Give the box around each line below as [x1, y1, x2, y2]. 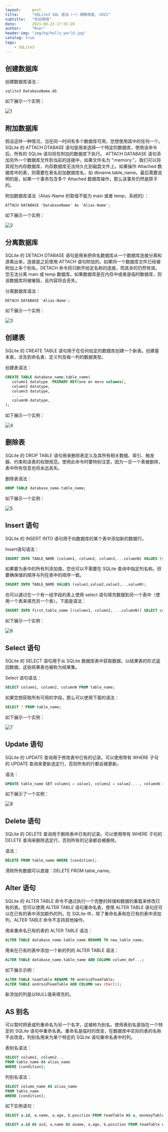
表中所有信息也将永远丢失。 [5, 465, 62, 471]
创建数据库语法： [5, 79, 40, 85]
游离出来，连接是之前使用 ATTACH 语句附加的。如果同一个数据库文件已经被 [5, 259, 161, 265]
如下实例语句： [5, 1103, 36, 1109]
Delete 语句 [5, 816, 41, 825]
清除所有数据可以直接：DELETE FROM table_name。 [5, 868, 113, 874]
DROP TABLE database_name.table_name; [5, 485, 86, 491]
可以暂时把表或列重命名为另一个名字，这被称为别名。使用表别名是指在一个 [5, 1022, 158, 1028]
